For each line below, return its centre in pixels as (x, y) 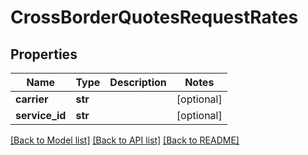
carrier (32, 99)
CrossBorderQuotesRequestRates (154, 17)
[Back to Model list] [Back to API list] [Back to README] (125, 140)
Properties (44, 54)
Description (138, 82)
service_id (41, 115)
